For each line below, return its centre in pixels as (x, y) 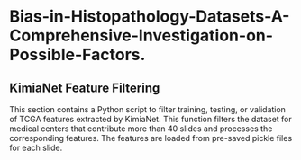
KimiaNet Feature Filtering (85, 88)
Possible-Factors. (78, 55)
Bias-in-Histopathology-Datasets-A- (150, 17)
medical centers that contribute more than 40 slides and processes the (141, 129)
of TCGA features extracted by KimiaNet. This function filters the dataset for (151, 119)
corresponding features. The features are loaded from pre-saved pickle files (151, 138)
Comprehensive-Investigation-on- (141, 36)
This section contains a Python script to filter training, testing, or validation (148, 109)
